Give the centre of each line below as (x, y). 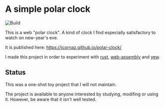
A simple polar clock (48, 9)
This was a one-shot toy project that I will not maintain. (61, 84)
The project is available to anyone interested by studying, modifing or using (82, 94)
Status (16, 73)
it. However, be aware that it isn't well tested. (51, 99)
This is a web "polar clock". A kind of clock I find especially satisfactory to (81, 32)
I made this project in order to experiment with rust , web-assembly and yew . (83, 57)
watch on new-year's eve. (32, 38)
